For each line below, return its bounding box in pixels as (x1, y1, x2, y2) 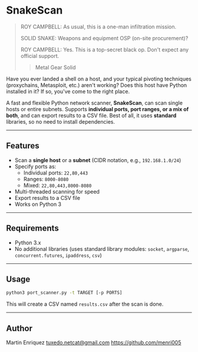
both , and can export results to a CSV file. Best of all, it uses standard (6, 112, 177, 119)
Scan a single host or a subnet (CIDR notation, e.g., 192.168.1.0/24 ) (14, 156, 181, 163)
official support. (20, 52, 60, 59)
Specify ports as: (14, 163, 57, 170)
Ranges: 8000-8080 (23, 175, 69, 182)
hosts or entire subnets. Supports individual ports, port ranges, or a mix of (6, 105, 189, 112)
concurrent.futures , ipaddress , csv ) (14, 251, 102, 259)
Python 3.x (14, 239, 41, 246)
